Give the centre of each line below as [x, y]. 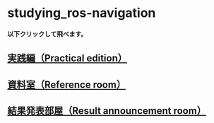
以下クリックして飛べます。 [47, 34]
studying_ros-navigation [82, 13]
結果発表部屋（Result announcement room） [107, 111]
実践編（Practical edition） [67, 58]
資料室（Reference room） [66, 84]
